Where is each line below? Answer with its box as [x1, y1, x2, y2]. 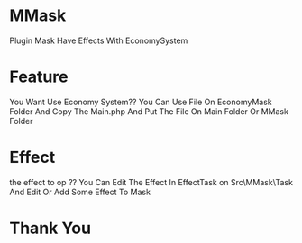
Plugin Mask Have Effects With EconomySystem [9, 35, 188, 46]
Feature [9, 67, 69, 87]
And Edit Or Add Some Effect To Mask [9, 186, 151, 197]
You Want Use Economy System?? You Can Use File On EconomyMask [9, 96, 272, 107]
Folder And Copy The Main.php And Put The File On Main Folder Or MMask [9, 105, 288, 117]
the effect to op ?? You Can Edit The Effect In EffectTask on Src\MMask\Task [9, 176, 293, 187]
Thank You [9, 218, 92, 238]
